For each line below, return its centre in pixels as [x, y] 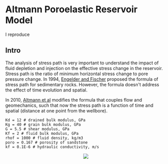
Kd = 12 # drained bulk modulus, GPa [45, 120]
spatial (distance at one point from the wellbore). [56, 110]
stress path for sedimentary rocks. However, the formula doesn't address [82, 84]
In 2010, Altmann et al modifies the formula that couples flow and [74, 100]
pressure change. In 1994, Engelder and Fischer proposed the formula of [82, 79]
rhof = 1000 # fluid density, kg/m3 [44, 138]
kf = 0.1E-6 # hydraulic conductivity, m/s [52, 147]
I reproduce [17, 34]
